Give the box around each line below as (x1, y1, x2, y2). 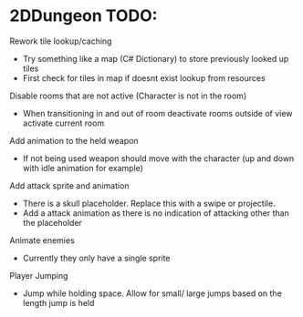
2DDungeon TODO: (9, 5, 158, 26)
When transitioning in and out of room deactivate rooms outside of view (22, 107, 293, 118)
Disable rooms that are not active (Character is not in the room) (9, 90, 247, 101)
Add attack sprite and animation (9, 179, 130, 191)
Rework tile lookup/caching (9, 36, 112, 46)
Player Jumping (9, 270, 68, 281)
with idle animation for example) (22, 162, 144, 173)
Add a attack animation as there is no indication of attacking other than (22, 207, 289, 219)
